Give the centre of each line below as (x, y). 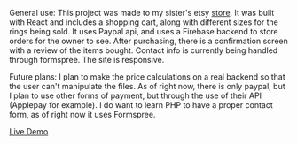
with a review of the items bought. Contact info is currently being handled (144, 50)
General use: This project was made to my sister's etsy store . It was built (142, 13)
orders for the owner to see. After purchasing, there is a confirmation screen (148, 41)
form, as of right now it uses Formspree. (82, 114)
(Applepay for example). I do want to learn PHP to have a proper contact (141, 105)
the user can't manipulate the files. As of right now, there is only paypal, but (147, 86)
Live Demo (29, 131)
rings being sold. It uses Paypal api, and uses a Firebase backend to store (144, 31)
